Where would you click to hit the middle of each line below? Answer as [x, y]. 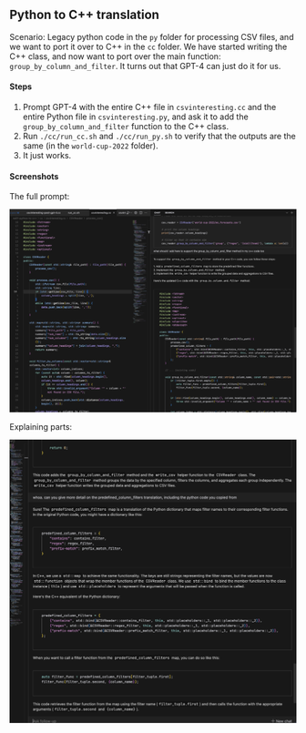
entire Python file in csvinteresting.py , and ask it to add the [135, 117]
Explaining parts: [41, 427]
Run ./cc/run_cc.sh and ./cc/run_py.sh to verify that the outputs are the [159, 137]
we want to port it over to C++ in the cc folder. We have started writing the [148, 46]
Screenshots [34, 176]
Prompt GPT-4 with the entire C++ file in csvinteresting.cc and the [149, 107]
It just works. [47, 156]
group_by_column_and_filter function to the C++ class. [126, 127]
